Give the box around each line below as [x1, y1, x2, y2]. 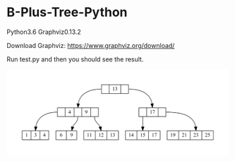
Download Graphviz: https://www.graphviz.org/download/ [6, 41, 175, 49]
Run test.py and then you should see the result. [6, 54, 144, 64]
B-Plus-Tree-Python [6, 4, 128, 20]
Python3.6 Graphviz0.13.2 [6, 28, 82, 36]
